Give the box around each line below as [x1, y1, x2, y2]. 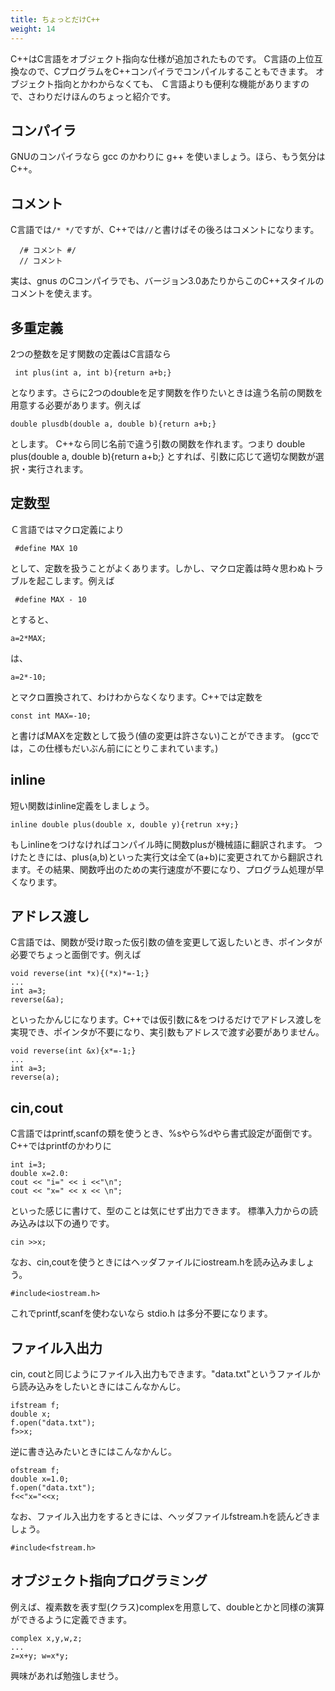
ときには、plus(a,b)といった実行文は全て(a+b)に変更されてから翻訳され [27, 851, 323, 863]
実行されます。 [27, 462, 89, 475]
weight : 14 [10, 24, 56, 34]
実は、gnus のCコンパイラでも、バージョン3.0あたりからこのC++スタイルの [10, 275, 325, 287]
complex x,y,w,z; [10, 1633, 83, 1643]
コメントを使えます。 [10, 287, 98, 300]
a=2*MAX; [10, 633, 47, 643]
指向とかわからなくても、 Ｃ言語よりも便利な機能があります [53, 77, 302, 90]
